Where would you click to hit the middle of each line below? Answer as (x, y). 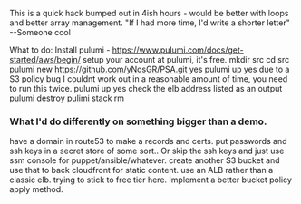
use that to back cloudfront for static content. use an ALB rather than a (141, 170)
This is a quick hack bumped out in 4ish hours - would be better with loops (149, 13)
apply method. (36, 189)
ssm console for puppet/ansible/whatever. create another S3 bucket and (145, 160)
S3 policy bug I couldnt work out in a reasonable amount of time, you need (149, 79)
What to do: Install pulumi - (60, 50)
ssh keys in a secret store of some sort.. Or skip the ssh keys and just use (147, 151)
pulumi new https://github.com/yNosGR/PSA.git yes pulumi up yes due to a (150, 69)
